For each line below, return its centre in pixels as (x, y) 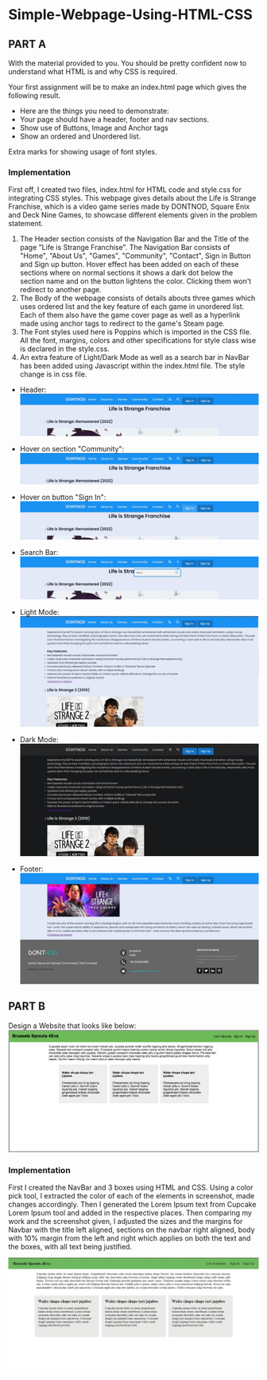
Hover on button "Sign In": (63, 497)
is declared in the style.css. (64, 349)
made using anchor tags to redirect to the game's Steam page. (122, 323)
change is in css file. (53, 374)
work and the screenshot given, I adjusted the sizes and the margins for (126, 1222)
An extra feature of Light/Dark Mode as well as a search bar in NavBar (134, 358)
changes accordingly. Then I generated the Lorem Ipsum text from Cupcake (132, 1205)
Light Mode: (39, 612)
